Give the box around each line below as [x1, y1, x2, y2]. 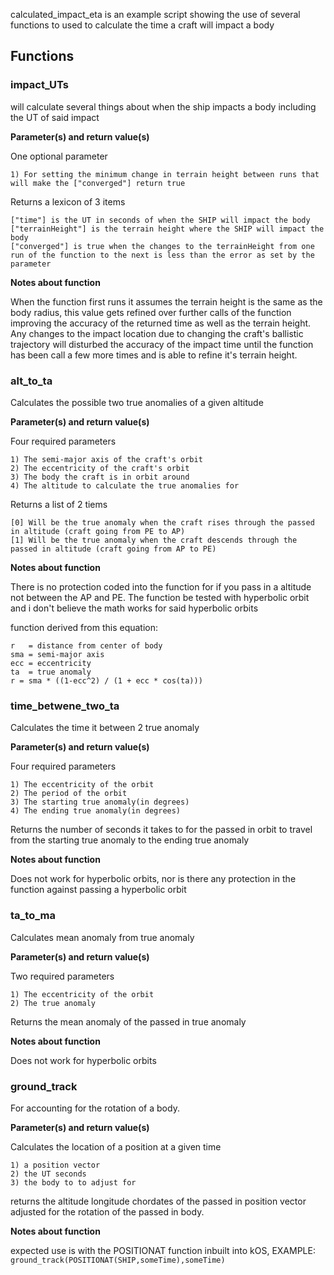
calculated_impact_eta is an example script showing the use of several [10, 9, 301, 20]
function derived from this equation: [10, 621, 159, 633]
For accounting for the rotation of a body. [10, 1102, 180, 1114]
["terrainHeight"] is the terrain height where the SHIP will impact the [10, 224, 325, 234]
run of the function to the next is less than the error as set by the [10, 250, 315, 260]
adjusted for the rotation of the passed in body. [10, 1205, 205, 1218]
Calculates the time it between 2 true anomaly [10, 722, 200, 734]
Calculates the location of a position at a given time [10, 1140, 222, 1153]
